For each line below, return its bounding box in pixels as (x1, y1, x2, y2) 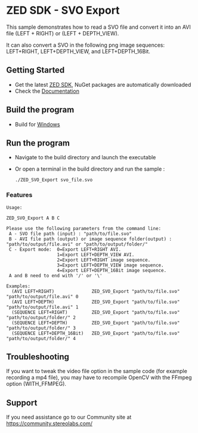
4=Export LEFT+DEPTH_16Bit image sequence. (57, 267, 167, 273)
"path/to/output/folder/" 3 (6, 325, 76, 331)
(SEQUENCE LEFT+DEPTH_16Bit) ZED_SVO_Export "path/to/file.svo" (11, 330, 180, 336)
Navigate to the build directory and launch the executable (14, 154, 156, 161)
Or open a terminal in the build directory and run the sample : (14, 165, 165, 172)
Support (6, 398, 38, 408)
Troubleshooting (6, 352, 70, 362)
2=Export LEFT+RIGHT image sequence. (57, 257, 151, 263)
